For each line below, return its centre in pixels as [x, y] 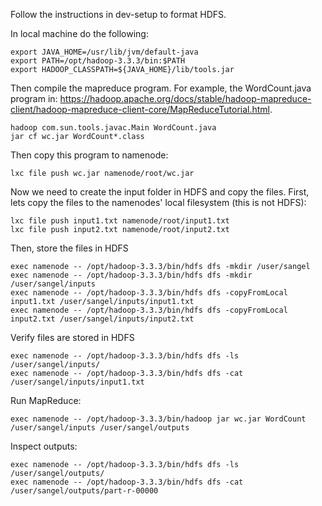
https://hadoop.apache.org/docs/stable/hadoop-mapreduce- [185, 98]
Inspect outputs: [44, 446]
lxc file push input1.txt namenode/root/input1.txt [120, 221]
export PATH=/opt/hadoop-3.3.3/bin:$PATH [98, 61]
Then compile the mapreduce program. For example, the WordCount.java [161, 88]
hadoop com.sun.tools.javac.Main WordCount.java [113, 128]
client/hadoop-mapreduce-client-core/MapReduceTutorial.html [140, 109]
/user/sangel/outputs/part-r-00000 [84, 491]
